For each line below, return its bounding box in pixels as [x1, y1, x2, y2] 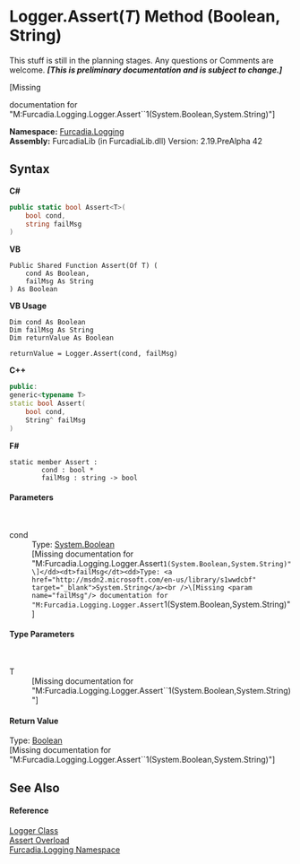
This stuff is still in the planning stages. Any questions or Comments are [9, 55, 274, 65]
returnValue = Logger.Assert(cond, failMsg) [9, 350, 178, 359]
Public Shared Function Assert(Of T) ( [9, 262, 159, 271]
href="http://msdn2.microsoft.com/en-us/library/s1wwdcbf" [31, 575, 257, 584]
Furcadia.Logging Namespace [9, 844, 121, 855]
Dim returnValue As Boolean [9, 333, 115, 342]
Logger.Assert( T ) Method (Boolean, [9, 6, 280, 27]
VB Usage [9, 300, 47, 311]
